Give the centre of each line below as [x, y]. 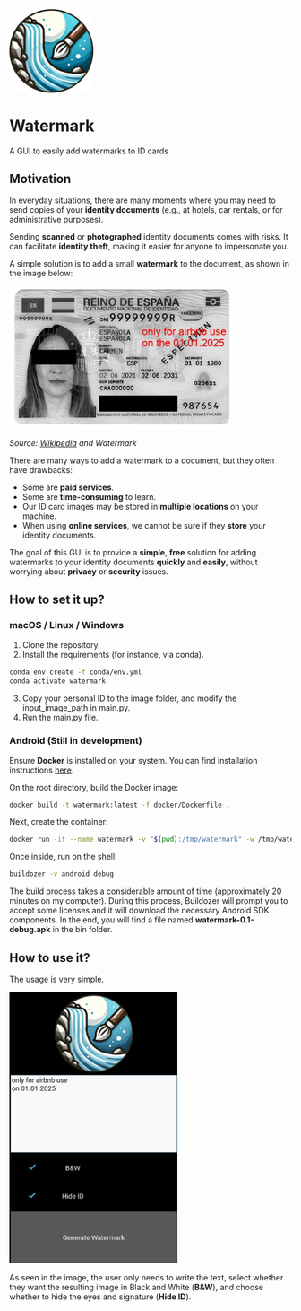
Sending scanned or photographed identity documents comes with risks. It [149, 237]
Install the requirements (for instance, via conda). [113, 654]
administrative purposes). [56, 220]
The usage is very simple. [57, 979]
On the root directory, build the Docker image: [94, 787]
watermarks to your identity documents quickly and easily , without [133, 562]
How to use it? [50, 958]
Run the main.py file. [60, 718]
